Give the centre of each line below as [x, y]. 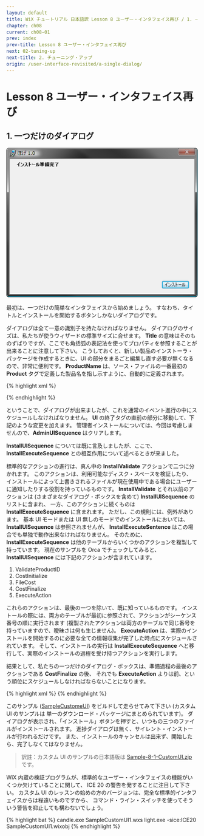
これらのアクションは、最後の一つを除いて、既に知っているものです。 [93, 608]
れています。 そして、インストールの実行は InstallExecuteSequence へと [98, 645]
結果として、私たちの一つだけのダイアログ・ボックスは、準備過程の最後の [99, 666]
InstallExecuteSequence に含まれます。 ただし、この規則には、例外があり [100, 511]
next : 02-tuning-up [31, 52]
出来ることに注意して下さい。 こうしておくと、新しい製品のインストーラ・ [100, 351]
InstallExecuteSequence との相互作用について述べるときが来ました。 [94, 453]
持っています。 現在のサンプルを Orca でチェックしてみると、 [83, 549]
